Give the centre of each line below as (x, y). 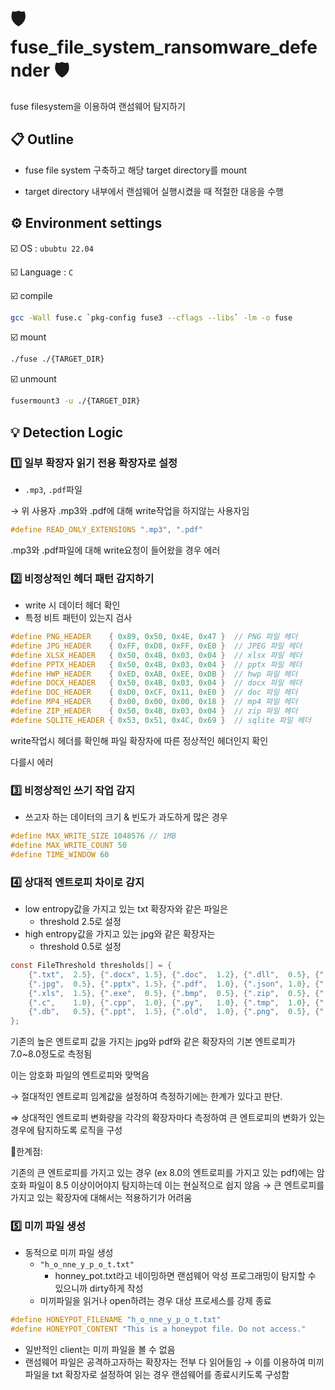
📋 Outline (42, 139)
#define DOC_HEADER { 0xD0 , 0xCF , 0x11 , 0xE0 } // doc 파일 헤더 (154, 692)
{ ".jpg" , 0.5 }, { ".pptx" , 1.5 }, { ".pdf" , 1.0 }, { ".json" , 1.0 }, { (174, 984)
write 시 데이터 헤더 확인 (72, 605)
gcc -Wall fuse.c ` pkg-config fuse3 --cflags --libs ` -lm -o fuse (151, 317)
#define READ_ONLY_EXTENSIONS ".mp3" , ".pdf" (106, 529)
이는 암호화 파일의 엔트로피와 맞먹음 (80, 1075)
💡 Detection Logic (67, 432)
